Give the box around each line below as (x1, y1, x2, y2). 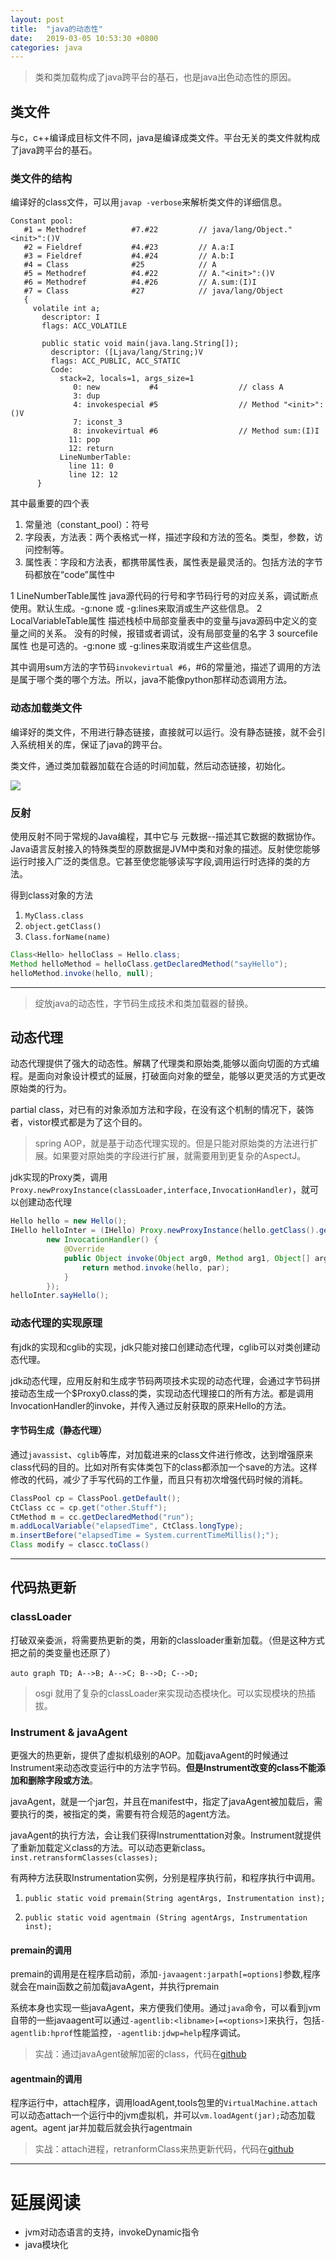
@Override (63, 1244, 105, 1255)
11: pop (68, 435, 101, 445)
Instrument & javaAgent (10, 1725, 128, 1739)
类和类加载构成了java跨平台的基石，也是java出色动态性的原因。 (34, 71, 297, 83)
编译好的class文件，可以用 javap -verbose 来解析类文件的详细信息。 (10, 196, 288, 208)
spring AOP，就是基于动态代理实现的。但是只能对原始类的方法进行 (34, 1137, 310, 1150)
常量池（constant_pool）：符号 (24, 519, 150, 531)
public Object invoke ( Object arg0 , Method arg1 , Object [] (63, 1253, 311, 1263)
